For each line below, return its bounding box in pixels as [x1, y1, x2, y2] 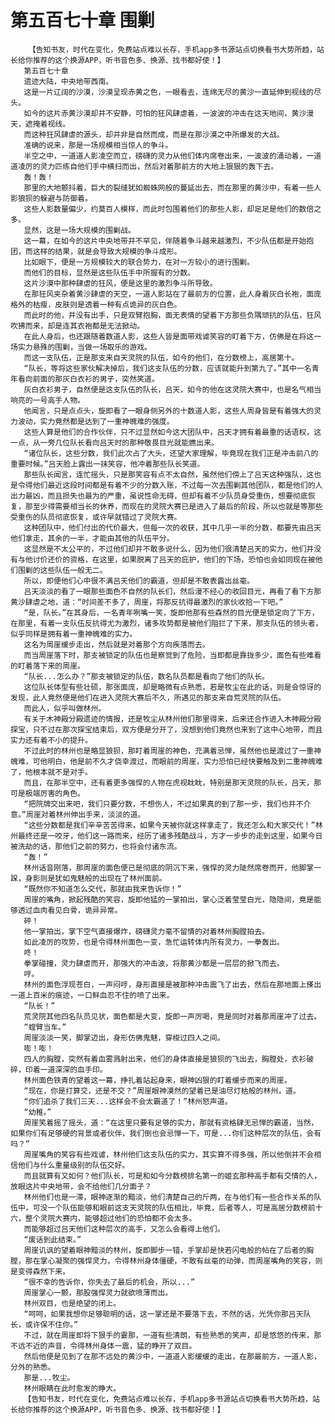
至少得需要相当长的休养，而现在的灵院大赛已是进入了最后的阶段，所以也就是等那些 [32, 501, 323, 511]
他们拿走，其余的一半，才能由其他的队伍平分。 [10, 533, 175, 543]
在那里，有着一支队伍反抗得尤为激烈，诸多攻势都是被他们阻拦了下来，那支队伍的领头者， [10, 618, 323, 628]
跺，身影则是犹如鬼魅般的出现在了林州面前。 [10, 873, 167, 883]
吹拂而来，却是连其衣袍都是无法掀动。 [10, 321, 145, 331]
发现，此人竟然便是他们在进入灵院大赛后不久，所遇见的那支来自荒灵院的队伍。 [10, 692, 286, 703]
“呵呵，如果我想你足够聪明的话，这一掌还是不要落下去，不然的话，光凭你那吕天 [23, 1309, 304, 1319]
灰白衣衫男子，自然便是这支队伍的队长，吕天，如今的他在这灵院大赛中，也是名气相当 [23, 384, 322, 395]
